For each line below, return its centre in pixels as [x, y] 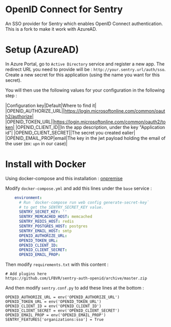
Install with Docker [46, 164]
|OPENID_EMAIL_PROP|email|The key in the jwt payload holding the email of [86, 138]
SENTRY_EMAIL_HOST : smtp [45, 231]
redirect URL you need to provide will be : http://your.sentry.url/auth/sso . [86, 69]
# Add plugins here [26, 274]
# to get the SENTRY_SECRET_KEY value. [61, 207]
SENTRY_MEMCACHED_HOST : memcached [56, 217]
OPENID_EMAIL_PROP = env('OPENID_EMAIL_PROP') [56, 315]
